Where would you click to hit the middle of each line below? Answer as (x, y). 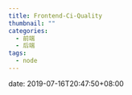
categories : (28, 31)
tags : (17, 53)
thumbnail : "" (32, 23)
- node (27, 61)
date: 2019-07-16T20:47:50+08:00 (66, 83)
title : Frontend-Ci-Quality (56, 16)
